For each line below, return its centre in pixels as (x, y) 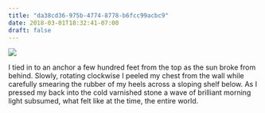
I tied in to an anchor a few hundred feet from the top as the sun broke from (132, 67)
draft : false (30, 30)
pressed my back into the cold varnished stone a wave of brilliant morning (130, 92)
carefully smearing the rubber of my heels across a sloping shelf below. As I (132, 85)
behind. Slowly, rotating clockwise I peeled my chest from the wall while (126, 76)
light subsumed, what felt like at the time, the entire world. (103, 101)
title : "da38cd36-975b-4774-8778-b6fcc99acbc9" (89, 15)
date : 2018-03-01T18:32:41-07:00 (64, 23)
